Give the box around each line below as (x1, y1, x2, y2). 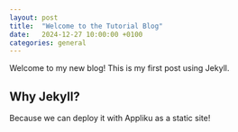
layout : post (9, 13, 59, 22)
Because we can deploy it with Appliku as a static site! (9, 113, 211, 124)
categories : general (9, 38, 87, 48)
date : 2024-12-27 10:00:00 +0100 (9, 30, 143, 39)
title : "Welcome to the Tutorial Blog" (9, 22, 164, 31)
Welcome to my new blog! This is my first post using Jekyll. (9, 63, 230, 74)
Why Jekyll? (9, 89, 81, 104)
